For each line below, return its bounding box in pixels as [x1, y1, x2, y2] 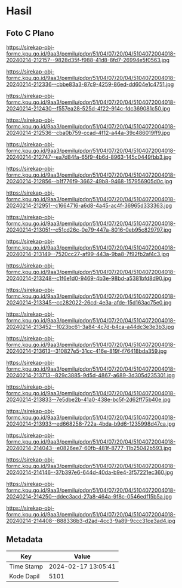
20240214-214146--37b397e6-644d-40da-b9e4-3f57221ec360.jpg [6, 469, 174, 476]
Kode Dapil [9, 572, 40, 580]
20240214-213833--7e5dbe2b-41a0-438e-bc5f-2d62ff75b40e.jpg [6, 396, 171, 403]
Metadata [6, 534, 43, 544]
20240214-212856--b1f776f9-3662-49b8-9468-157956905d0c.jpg [6, 178, 172, 184]
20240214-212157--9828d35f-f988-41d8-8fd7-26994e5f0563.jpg [6, 57, 170, 63]
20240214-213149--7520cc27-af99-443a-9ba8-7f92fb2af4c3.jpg [6, 251, 169, 257]
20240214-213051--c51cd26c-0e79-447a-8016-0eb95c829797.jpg [6, 226, 172, 233]
